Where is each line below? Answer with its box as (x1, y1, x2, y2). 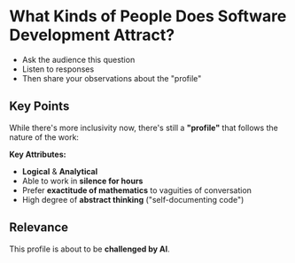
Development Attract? (9, 25, 175, 45)
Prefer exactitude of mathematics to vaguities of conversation (21, 184, 252, 196)
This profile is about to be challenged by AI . (9, 244, 170, 254)
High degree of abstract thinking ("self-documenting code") (21, 194, 245, 205)
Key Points (9, 99, 70, 114)
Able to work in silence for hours (21, 175, 144, 186)
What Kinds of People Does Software (9, 6, 287, 27)
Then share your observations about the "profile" (21, 73, 202, 83)
